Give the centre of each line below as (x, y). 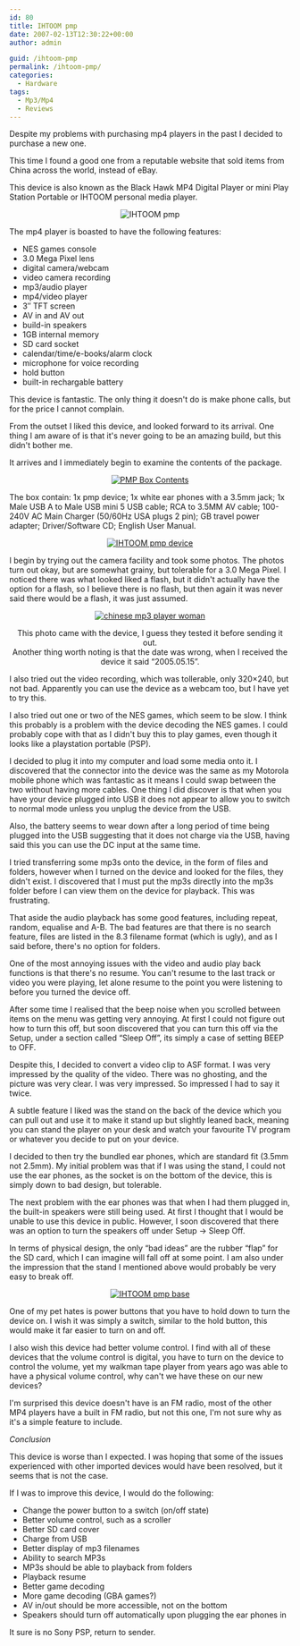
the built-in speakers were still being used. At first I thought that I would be (146, 1212)
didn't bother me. (41, 445)
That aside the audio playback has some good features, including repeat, (144, 918)
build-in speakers (54, 325)
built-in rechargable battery (72, 382)
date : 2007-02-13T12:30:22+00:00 (71, 34)
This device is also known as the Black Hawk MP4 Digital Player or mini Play (149, 188)
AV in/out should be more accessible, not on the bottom (125, 1606)
